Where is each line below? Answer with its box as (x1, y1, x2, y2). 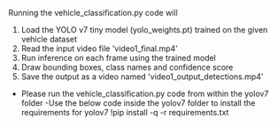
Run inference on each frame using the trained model (20, 53, 216, 63)
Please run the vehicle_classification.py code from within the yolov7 (20, 88, 269, 99)
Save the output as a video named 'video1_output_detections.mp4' (20, 71, 264, 82)
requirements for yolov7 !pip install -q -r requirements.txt (20, 107, 229, 117)
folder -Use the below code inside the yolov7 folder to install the (20, 98, 256, 108)
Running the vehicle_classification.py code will (8, 8, 178, 18)
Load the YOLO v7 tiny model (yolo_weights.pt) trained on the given (20, 25, 268, 34)
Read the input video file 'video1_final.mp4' (20, 43, 179, 54)
